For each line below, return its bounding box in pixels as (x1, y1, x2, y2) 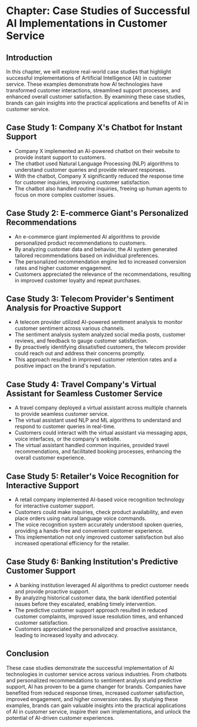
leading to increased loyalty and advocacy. (14, 631, 119, 639)
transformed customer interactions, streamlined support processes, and (6, 87, 181, 94)
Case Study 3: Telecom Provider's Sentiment (6, 294, 175, 304)
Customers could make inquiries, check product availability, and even (14, 509, 183, 516)
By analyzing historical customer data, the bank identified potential (14, 594, 177, 601)
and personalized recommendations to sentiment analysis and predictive (6, 676, 182, 683)
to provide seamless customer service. (14, 411, 109, 418)
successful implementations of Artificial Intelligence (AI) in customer (6, 75, 172, 81)
